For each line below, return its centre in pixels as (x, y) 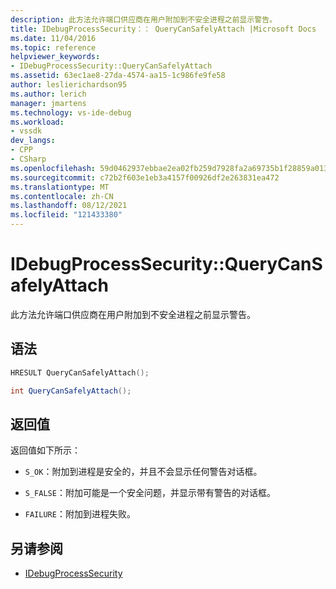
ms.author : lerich (48, 94)
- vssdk (26, 131)
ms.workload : (37, 122)
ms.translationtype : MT (60, 187)
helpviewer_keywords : (55, 57)
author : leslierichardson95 (69, 85)
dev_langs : (33, 141)
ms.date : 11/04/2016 (53, 38)
